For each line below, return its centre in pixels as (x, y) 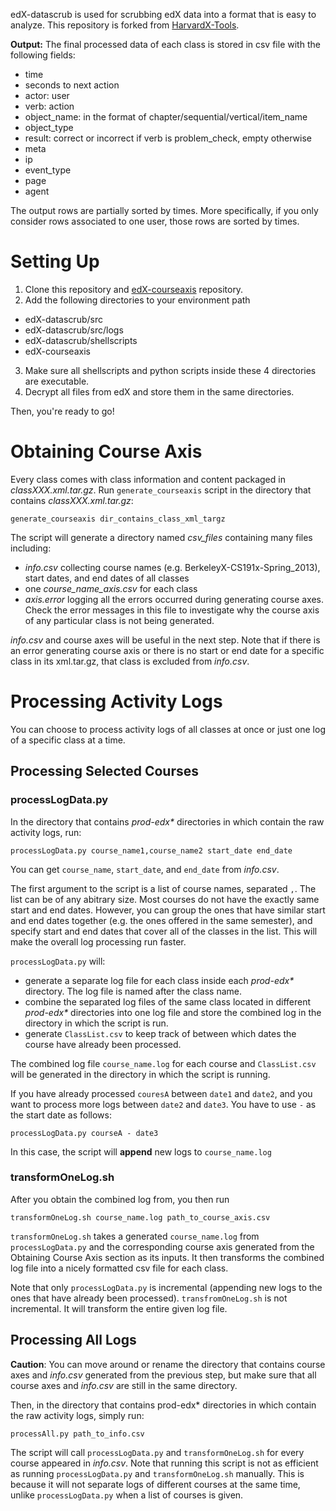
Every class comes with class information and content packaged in (148, 479)
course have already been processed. (103, 1044)
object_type (49, 127)
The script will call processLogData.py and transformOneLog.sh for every (157, 1452)
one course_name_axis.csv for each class (111, 588)
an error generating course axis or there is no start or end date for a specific (167, 650)
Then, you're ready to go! (62, 411)
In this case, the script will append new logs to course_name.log (141, 1151)
